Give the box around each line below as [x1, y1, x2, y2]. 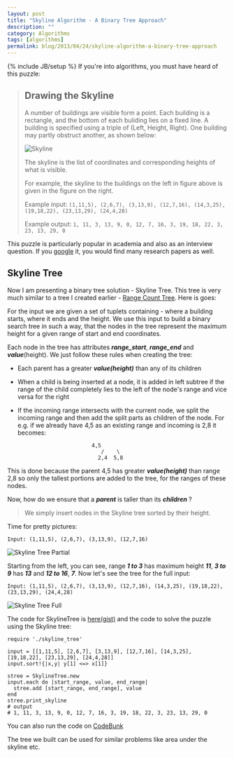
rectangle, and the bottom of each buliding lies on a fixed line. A [24, 116, 209, 124]
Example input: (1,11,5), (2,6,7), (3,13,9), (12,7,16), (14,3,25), [24, 200, 226, 208]
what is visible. [24, 165, 68, 174]
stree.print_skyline [7, 697, 68, 704]
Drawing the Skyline [24, 90, 115, 102]
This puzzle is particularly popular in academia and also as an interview [7, 239, 213, 248]
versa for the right [17, 392, 70, 400]
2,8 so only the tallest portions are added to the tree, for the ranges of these [7, 474, 226, 482]
